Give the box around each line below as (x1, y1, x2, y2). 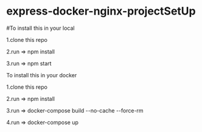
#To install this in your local (6, 24, 75, 32)
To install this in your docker (6, 71, 77, 78)
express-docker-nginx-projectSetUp (6, 4, 196, 18)
